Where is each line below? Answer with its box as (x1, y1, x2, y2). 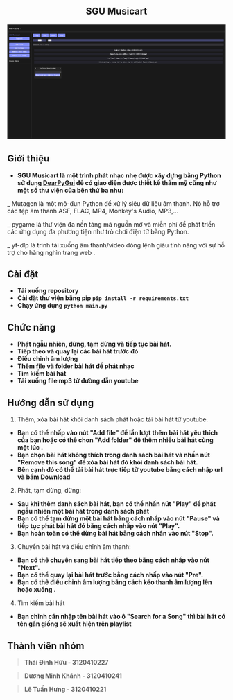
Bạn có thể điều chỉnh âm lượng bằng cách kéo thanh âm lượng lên (17, 578, 213, 586)
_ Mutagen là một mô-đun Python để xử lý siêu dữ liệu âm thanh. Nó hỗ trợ (7, 199, 221, 207)
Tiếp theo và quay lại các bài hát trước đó (17, 347, 139, 356)
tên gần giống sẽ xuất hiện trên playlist (17, 620, 132, 628)
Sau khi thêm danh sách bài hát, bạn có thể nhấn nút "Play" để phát (17, 500, 216, 508)
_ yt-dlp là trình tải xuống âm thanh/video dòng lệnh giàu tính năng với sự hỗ (7, 240, 225, 249)
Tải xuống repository (17, 287, 79, 295)
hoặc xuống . (17, 586, 56, 594)
